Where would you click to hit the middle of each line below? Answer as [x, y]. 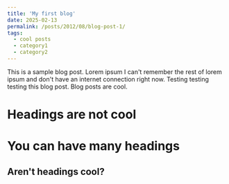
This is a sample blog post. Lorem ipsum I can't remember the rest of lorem [114, 72]
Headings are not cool [72, 114]
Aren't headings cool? [56, 171]
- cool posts [32, 39]
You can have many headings [94, 146]
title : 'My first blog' [42, 13]
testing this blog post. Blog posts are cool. [67, 86]
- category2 [31, 53]
